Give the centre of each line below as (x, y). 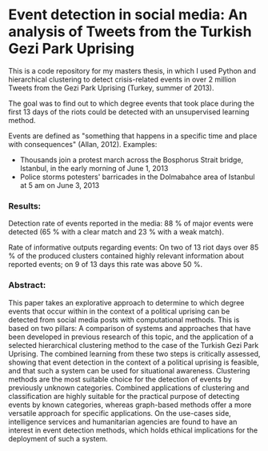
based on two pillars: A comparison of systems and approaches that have (130, 328)
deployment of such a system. (58, 438)
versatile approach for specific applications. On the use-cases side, (120, 413)
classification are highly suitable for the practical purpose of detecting (124, 396)
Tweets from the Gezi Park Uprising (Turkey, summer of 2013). (111, 88)
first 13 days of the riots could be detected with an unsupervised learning (129, 112)
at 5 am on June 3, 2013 (60, 185)
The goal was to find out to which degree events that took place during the (131, 103)
